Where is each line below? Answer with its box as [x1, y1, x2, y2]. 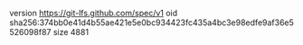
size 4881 [52, 27, 89, 37]
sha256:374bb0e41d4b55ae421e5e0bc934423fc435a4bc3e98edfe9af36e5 [9, 17, 294, 28]
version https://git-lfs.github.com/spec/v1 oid [9, 8, 178, 18]
